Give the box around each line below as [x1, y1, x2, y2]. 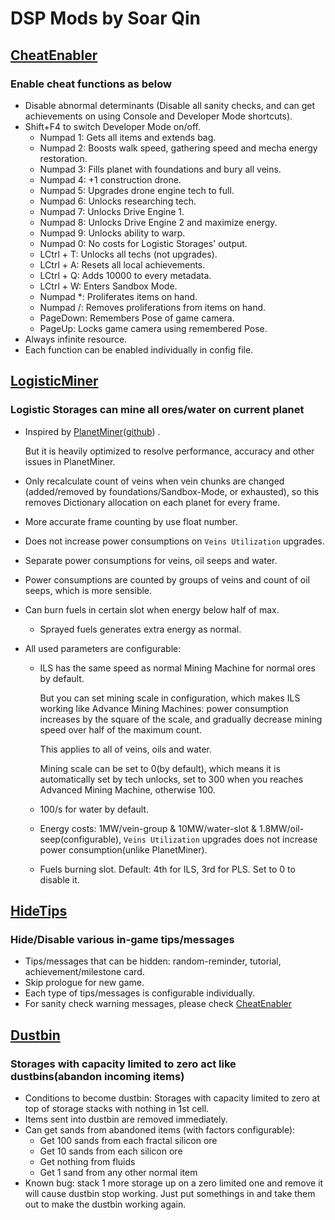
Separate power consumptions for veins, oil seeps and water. [24, 554, 278, 566]
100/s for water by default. [39, 803, 149, 815]
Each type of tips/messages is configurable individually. [24, 987, 256, 999]
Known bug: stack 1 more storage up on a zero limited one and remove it [24, 1177, 324, 1189]
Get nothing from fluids [39, 1155, 136, 1167]
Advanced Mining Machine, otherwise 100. [39, 783, 216, 796]
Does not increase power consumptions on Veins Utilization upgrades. [24, 535, 325, 547]
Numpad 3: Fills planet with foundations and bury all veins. [39, 163, 282, 175]
